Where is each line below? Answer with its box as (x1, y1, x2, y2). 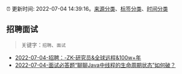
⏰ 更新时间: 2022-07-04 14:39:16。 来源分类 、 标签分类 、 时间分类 (6, 5, 168, 12)
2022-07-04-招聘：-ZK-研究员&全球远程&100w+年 (14, 54, 142, 61)
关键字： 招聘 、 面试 (20, 41, 66, 48)
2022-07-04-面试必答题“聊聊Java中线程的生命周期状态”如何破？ (14, 61, 176, 69)
